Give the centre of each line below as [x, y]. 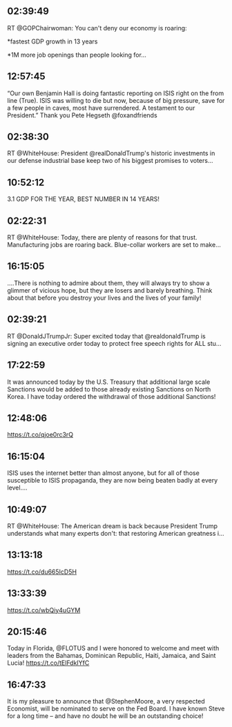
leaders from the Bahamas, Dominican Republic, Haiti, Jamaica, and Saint [112, 656]
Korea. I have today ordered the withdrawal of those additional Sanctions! [112, 396]
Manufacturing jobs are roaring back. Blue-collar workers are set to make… [114, 245]
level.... [17, 488]
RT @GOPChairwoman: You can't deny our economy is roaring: [97, 28]
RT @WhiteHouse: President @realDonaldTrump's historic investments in [111, 153]
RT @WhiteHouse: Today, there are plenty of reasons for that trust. [103, 238]
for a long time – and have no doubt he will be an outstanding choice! [105, 716]
